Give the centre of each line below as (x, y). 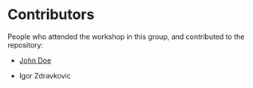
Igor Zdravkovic (45, 75)
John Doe (35, 60)
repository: (26, 44)
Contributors (51, 15)
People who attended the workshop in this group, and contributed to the (126, 36)
